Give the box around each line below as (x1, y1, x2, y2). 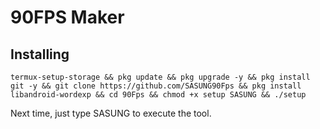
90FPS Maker (10, 6, 125, 29)
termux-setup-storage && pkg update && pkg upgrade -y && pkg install (10, 72, 311, 82)
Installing (10, 46, 70, 63)
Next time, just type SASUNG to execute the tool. (10, 107, 212, 119)
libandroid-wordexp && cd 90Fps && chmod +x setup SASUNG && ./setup (10, 90, 307, 100)
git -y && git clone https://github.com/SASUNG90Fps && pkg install (10, 81, 302, 91)
